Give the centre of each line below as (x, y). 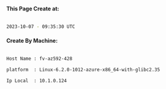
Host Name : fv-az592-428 (39, 59)
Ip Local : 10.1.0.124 (37, 81)
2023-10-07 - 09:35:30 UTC (41, 27)
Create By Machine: (32, 40)
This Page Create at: (33, 9)
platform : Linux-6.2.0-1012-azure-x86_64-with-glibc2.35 (83, 70)
